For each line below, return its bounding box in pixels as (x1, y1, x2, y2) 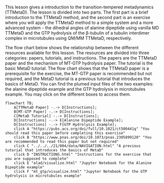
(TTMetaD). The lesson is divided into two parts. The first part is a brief (5, 9, 148, 15)
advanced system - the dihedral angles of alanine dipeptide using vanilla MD (5, 25, 160, 31)
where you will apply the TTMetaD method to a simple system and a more (5, 20, 154, 25)
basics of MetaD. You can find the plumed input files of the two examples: (5, 81, 154, 87)
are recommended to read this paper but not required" (5, 139, 119, 144)
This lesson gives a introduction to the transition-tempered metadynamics (5, 4, 154, 10)
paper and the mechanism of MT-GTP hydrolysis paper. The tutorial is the (5, 61, 153, 66)
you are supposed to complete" (5, 156, 69, 161)
